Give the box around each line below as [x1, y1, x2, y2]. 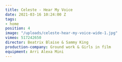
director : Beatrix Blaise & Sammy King [5, 40, 89, 45]
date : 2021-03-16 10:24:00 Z [5, 12, 66, 17]
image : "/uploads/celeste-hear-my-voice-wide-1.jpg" [5, 30, 118, 35]
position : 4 [5, 26, 30, 31]
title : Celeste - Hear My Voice [5, 7, 73, 12]
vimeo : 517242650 [5, 35, 42, 40]
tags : [5, 16, 17, 21]
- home [5, 21, 19, 26]
